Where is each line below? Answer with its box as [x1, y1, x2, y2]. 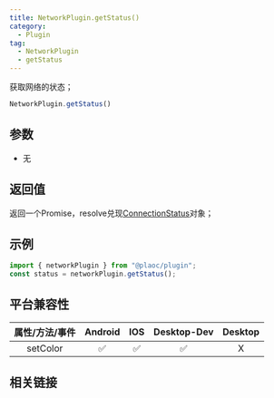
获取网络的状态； [9, 82, 73, 92]
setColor [26, 342, 64, 354]
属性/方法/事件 [14, 325, 76, 338]
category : [9, 22, 47, 31]
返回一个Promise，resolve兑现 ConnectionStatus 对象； [9, 208, 214, 218]
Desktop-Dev [153, 325, 214, 338]
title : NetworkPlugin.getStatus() [9, 13, 141, 23]
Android [84, 325, 121, 338]
